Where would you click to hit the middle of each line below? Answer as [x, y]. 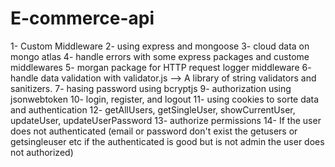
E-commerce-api [82, 18]
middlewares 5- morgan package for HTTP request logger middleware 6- [161, 67]
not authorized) [42, 152]
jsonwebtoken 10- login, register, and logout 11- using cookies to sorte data [165, 99]
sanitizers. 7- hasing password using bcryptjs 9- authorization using [151, 88]
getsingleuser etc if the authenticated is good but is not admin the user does [167, 141]
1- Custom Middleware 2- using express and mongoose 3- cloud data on [160, 46]
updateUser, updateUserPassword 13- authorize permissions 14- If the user [166, 120]
